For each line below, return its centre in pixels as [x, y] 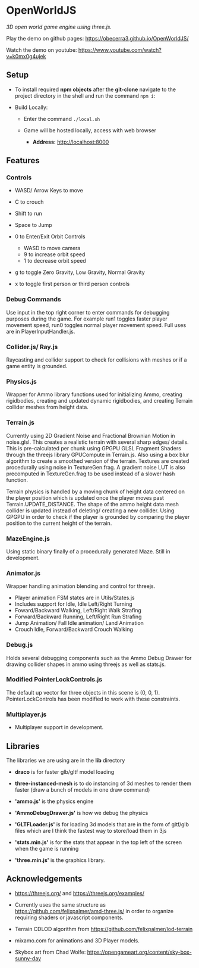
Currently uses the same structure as [60, 905]
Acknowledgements [44, 879]
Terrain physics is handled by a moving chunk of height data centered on [96, 491]
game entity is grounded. [37, 366]
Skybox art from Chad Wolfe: [50, 952]
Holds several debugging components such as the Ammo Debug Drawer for [99, 658]
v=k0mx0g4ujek [26, 56]
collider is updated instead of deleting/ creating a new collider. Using [90, 511]
